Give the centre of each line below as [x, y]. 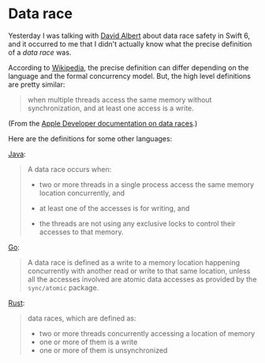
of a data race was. [40, 52]
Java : [17, 154]
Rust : [17, 303]
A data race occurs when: [69, 169]
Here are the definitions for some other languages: [90, 138]
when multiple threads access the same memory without [119, 99]
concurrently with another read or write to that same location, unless [139, 271]
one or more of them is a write [88, 342]
